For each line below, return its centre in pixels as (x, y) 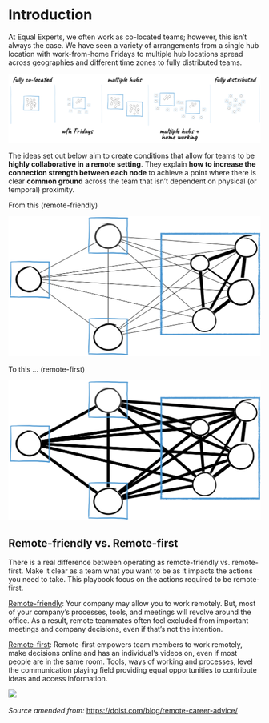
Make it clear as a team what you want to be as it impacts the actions (139, 571)
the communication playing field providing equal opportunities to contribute (133, 670)
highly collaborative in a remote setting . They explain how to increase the (132, 164)
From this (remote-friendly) (53, 205)
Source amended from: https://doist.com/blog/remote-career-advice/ (123, 711)
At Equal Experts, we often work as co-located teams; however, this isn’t (128, 37)
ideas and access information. (58, 679)
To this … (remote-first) (47, 369)
